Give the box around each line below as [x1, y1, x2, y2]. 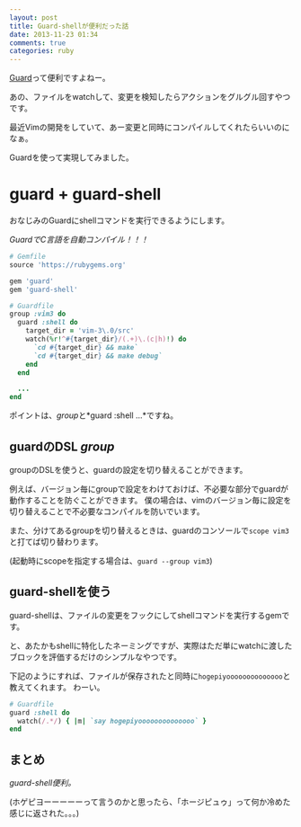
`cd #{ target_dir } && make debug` [32, 351, 164, 360]
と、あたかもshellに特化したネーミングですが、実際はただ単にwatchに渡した [9, 640, 293, 651]
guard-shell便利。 [9, 778, 76, 788]
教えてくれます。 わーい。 [9, 681, 105, 692]
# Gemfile [9, 253, 47, 262]
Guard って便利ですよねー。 [9, 73, 111, 84]
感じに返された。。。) [9, 808, 80, 819]
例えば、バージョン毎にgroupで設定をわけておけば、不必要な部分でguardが [9, 484, 289, 494]
